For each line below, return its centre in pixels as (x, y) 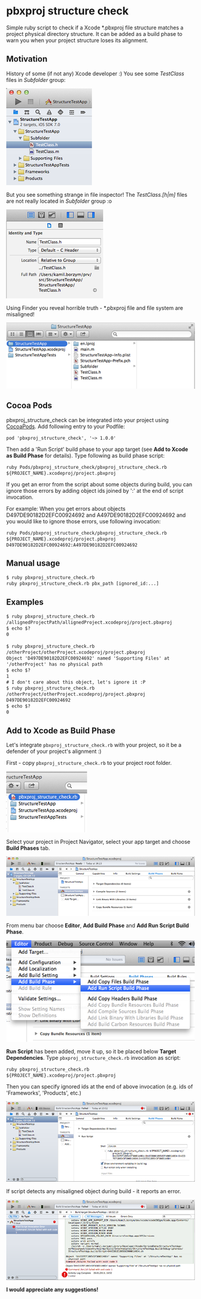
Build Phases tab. (28, 848)
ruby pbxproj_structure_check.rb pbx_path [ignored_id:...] (83, 584)
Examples (25, 602)
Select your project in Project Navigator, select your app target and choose (98, 842)
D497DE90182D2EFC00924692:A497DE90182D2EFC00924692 (72, 545)
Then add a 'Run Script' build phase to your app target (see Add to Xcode (97, 449)
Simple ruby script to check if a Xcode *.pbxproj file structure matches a (95, 28)
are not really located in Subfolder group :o (59, 201)
